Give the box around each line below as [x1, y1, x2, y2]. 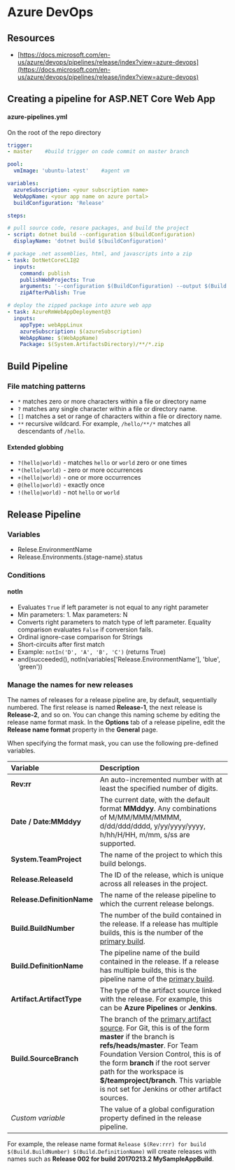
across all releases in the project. [99, 879, 208, 889]
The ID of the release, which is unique [99, 870, 224, 880]
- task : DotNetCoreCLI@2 [7, 257, 80, 264]
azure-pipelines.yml [7, 113, 68, 121]
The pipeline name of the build [99, 948, 200, 958]
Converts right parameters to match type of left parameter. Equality [17, 618, 211, 627]
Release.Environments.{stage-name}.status [17, 552, 143, 561]
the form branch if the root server [99, 1058, 211, 1068]
